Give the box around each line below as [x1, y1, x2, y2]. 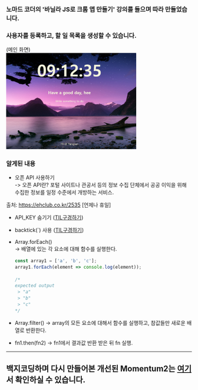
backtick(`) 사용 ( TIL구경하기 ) [14, 226, 84, 233]
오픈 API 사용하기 [14, 173, 55, 181]
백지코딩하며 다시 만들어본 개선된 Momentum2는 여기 [6, 364, 192, 374]
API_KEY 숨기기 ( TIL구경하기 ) [14, 214, 84, 221]
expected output [14, 283, 55, 289]
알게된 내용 [6, 159, 36, 167]
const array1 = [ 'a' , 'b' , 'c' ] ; [14, 257, 97, 264]
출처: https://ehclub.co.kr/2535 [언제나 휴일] [6, 201, 111, 208]
